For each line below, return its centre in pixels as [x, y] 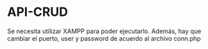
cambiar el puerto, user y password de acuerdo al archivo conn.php [104, 38]
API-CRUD [37, 12]
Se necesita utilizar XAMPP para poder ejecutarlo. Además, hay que [104, 31]
